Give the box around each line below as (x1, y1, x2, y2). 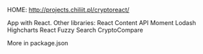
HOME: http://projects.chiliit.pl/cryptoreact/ (7, 6, 130, 13)
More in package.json (7, 39, 69, 47)
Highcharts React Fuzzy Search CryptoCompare (7, 26, 143, 34)
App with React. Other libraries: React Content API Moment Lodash (7, 19, 197, 26)
